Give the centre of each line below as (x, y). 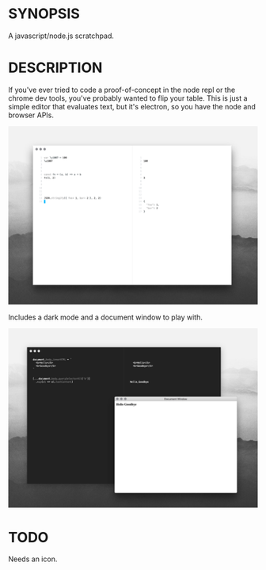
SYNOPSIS (44, 14)
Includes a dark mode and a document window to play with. (106, 317)
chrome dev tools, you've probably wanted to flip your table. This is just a (128, 98)
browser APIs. (31, 115)
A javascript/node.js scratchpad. (61, 36)
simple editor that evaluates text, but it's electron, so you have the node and (132, 106)
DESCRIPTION (55, 68)
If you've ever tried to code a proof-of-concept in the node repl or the (122, 90)
